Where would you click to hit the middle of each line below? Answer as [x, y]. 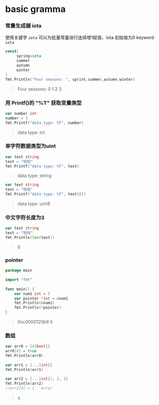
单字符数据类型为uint [30, 146]
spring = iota [29, 56]
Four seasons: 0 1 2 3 [39, 89]
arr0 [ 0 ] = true [21, 351]
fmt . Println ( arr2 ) [24, 383]
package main [19, 270]
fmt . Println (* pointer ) [38, 308]
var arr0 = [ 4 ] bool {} [28, 346]
